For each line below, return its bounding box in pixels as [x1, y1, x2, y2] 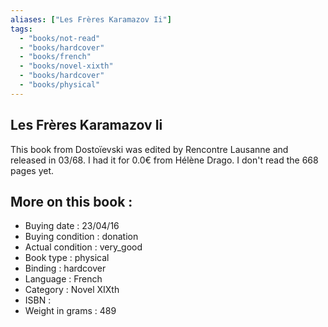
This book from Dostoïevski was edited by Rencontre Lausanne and [10, 143, 289, 155]
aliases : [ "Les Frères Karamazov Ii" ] [10, 14, 172, 25]
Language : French [24, 273, 103, 285]
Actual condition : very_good [24, 241, 143, 253]
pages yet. [10, 164, 55, 176]
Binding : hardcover [24, 262, 107, 275]
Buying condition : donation [24, 231, 139, 243]
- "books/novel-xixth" [19, 61, 114, 71]
